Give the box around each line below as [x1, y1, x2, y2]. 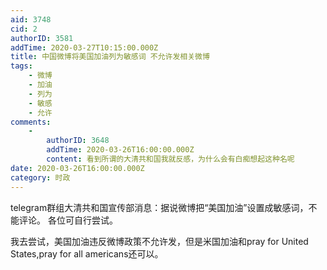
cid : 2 [10, 24, 38, 34]
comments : [10, 117, 52, 127]
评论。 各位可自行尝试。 [18, 214, 118, 226]
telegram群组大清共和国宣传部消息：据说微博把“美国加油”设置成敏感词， [10, 201, 309, 213]
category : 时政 [10, 172, 71, 183]
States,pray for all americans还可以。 [10, 247, 164, 260]
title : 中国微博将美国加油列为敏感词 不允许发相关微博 [10, 52, 210, 62]
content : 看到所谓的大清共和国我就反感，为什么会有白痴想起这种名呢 [46, 154, 295, 164]
